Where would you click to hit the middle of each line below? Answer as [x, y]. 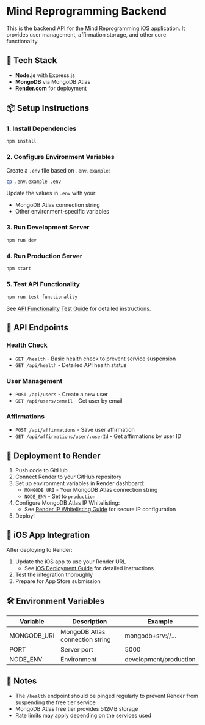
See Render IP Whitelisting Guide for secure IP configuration [100, 510]
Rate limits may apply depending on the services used [83, 715]
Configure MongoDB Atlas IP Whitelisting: [67, 503]
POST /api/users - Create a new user [61, 394]
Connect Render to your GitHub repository [68, 477]
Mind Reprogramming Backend [86, 11]
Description [90, 621]
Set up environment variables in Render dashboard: [80, 483]
